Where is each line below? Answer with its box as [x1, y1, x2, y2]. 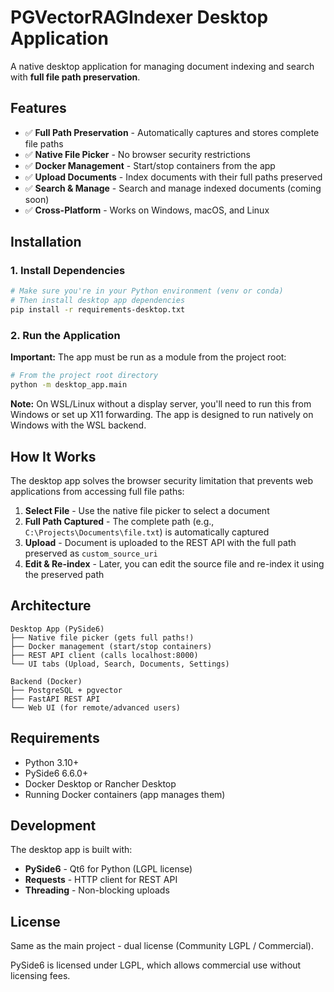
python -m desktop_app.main [10, 380, 128, 390]
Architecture [10, 597, 92, 615]
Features [10, 100, 67, 117]
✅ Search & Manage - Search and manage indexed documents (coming [24, 182, 322, 194]
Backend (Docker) [10, 676, 83, 686]
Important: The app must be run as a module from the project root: [10, 351, 287, 363]
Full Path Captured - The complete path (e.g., [24, 515, 215, 527]
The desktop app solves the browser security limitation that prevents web [10, 474, 314, 486]
